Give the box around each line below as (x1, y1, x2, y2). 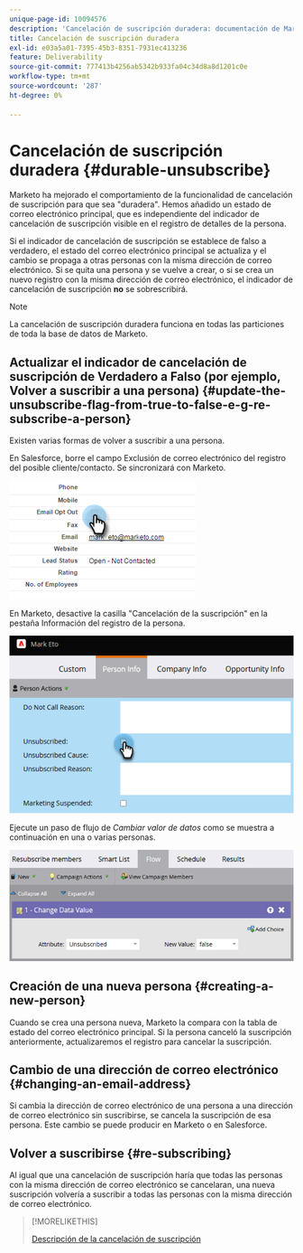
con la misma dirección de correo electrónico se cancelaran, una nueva (9, 1180, 275, 1191)
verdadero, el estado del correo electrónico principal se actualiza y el (9, 245, 267, 257)
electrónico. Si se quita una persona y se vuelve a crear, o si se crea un (9, 265, 274, 276)
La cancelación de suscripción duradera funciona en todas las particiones (9, 319, 285, 330)
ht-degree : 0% (9, 90, 63, 99)
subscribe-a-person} (9, 411, 132, 427)
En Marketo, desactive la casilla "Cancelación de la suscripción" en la (9, 608, 268, 619)
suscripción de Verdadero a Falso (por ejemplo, (9, 369, 281, 384)
